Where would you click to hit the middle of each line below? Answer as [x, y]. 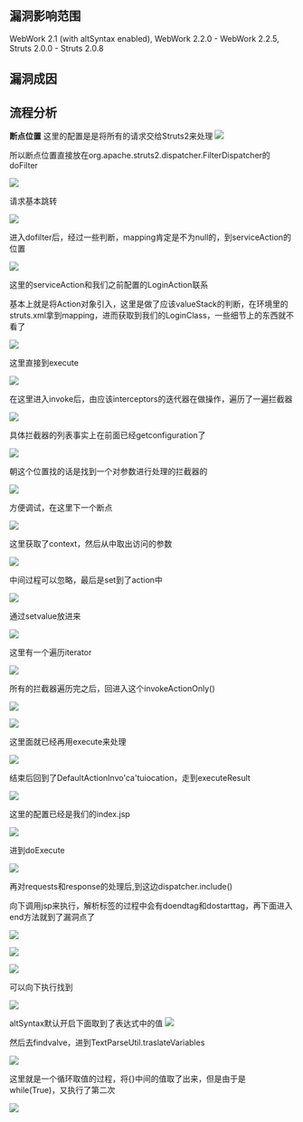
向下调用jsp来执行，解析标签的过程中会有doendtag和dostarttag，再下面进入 [151, 906]
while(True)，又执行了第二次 [62, 1090]
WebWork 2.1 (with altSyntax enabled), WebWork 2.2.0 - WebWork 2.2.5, [144, 38]
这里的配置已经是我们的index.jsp [70, 814]
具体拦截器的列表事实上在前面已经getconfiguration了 [108, 435]
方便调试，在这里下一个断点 [61, 508]
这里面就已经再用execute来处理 [68, 742]
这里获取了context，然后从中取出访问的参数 [91, 544]
